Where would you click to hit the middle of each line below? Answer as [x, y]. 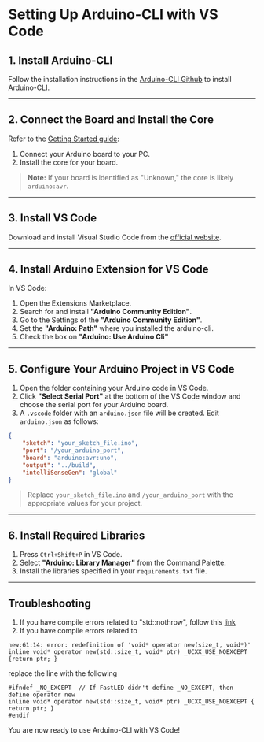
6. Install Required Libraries [77, 535]
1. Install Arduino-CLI [60, 60]
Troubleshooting [50, 603]
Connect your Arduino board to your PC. [85, 154]
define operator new [42, 695]
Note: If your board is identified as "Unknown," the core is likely [130, 177]
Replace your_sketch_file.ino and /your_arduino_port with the [130, 495]
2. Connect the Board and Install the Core [111, 120]
